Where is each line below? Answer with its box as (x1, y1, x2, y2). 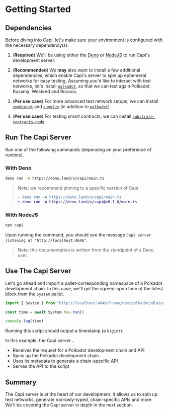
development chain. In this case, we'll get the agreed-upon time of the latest (5, 285, 163, 291)
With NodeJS (5, 211, 39, 218)
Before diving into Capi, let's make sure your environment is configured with (5, 37, 163, 43)
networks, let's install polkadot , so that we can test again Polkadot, (12, 83, 151, 89)
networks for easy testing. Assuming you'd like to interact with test (12, 78, 151, 84)
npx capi (5, 223, 24, 228)
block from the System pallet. (5, 291, 64, 297)
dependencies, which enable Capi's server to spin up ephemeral (12, 72, 146, 78)
